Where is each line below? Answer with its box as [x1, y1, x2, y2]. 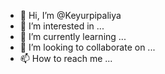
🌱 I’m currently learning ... [19, 31, 127, 42]
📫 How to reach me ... [19, 53, 113, 64]
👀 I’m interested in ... [19, 20, 105, 32]
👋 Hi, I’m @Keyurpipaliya [19, 10, 122, 21]
